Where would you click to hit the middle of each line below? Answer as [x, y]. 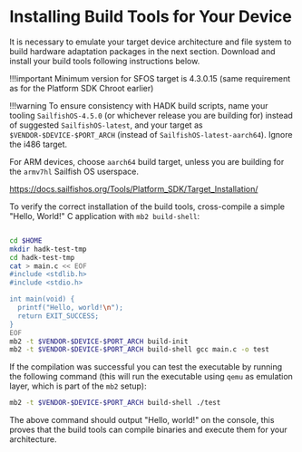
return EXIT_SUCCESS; [58, 316]
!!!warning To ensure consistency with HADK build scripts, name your [139, 105]
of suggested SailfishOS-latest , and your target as [106, 125]
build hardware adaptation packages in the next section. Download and [142, 51]
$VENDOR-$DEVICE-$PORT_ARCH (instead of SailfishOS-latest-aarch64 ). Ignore [151, 134]
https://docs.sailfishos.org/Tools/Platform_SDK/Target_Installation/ [134, 188]
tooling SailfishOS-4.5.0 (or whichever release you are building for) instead [151, 115]
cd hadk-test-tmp [42, 257]
